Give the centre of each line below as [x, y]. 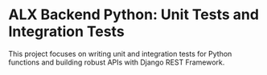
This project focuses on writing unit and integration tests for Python [120, 53]
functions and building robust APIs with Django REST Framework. [117, 62]
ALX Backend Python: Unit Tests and [134, 15]
